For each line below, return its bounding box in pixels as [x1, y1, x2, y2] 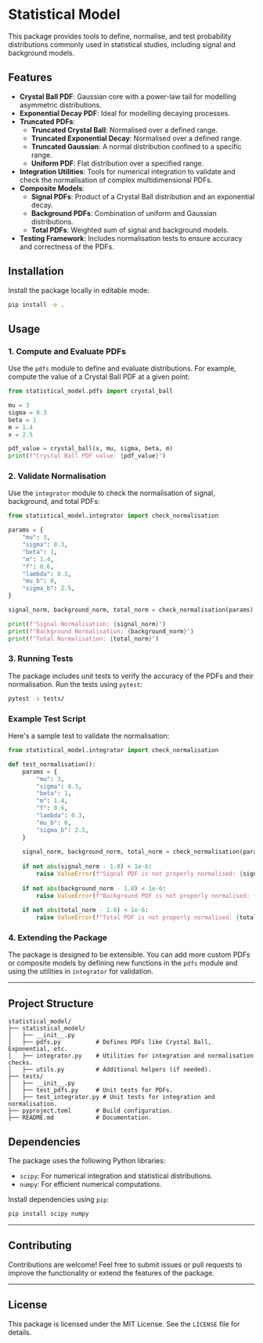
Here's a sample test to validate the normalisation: [8, 732, 170, 741]
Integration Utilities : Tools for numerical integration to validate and [19, 166, 236, 176]
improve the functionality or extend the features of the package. [8, 1268, 215, 1277]
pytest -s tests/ [8, 695, 65, 703]
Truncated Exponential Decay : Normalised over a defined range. [31, 133, 243, 143]
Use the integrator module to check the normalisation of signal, [8, 488, 215, 498]
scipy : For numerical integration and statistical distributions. [19, 1171, 213, 1181]
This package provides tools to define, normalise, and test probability [8, 31, 232, 41]
